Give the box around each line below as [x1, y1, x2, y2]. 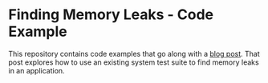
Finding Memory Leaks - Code [8, 6, 214, 24]
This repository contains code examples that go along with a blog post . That [8, 49, 261, 58]
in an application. [8, 65, 66, 75]
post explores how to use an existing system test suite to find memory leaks [8, 57, 259, 67]
